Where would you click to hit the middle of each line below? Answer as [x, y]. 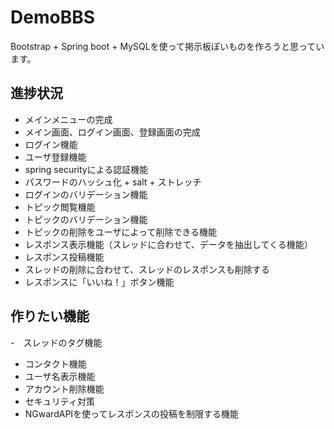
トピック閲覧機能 [60, 207]
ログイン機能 [51, 144]
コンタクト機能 [55, 363]
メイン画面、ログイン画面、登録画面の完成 [112, 132]
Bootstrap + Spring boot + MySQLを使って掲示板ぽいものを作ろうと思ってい [167, 46]
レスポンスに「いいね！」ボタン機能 [99, 282]
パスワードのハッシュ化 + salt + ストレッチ [113, 182]
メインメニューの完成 [68, 119]
